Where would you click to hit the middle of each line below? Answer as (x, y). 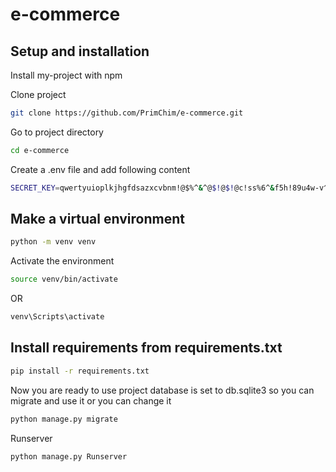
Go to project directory (57, 132)
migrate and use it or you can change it (91, 400)
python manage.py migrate (64, 419)
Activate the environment (62, 261)
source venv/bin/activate (64, 279)
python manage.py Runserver (69, 456)
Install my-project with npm (66, 75)
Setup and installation (80, 51)
